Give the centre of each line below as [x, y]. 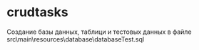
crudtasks [37, 12]
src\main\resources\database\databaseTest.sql [75, 39]
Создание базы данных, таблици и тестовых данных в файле [99, 32]
